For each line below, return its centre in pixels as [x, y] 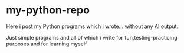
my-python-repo [48, 10]
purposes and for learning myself [47, 44]
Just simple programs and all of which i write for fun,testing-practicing [92, 37]
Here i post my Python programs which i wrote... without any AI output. [92, 26]
